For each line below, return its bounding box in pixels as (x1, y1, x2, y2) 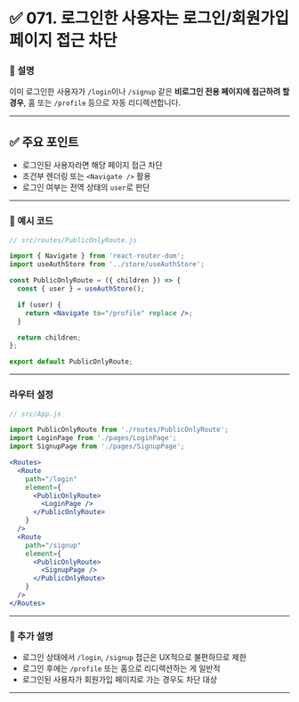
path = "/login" (25, 474, 77, 484)
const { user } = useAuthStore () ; (17, 284, 145, 294)
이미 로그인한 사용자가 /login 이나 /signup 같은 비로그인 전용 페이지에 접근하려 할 (9, 86, 290, 97)
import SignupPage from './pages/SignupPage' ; (9, 442, 185, 451)
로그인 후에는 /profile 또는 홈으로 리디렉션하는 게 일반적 (21, 663, 221, 673)
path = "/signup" (25, 541, 82, 550)
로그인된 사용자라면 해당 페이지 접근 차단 (21, 159, 163, 170)
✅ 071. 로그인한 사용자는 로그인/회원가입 (9, 8, 289, 29)
